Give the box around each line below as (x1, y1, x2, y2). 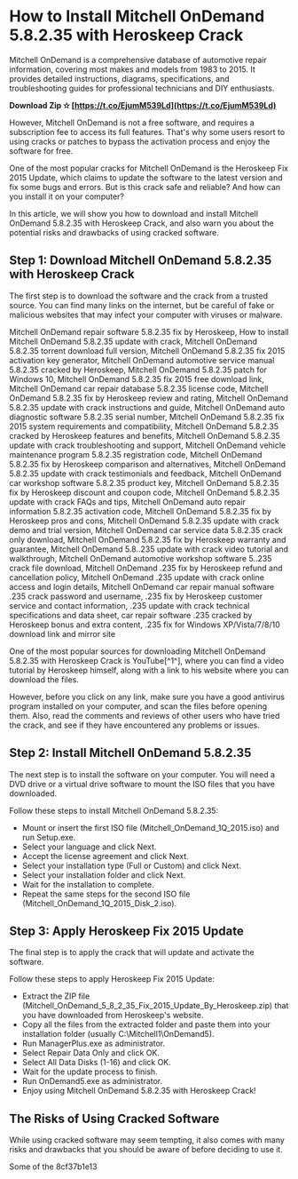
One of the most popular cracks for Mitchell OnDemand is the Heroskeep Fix (9, 163, 289, 173)
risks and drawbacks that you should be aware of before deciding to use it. (9, 1144, 284, 1155)
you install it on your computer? (9, 191, 125, 202)
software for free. (9, 145, 74, 156)
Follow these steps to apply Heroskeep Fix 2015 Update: (9, 974, 216, 984)
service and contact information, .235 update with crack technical (9, 600, 250, 610)
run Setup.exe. (21, 832, 76, 842)
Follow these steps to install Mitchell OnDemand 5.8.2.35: (9, 805, 219, 816)
